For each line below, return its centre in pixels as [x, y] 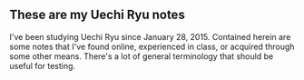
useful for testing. [42, 65]
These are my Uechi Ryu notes [98, 15]
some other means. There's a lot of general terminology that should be [142, 56]
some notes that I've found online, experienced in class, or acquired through [152, 46]
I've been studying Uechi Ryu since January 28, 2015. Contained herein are [150, 36]
